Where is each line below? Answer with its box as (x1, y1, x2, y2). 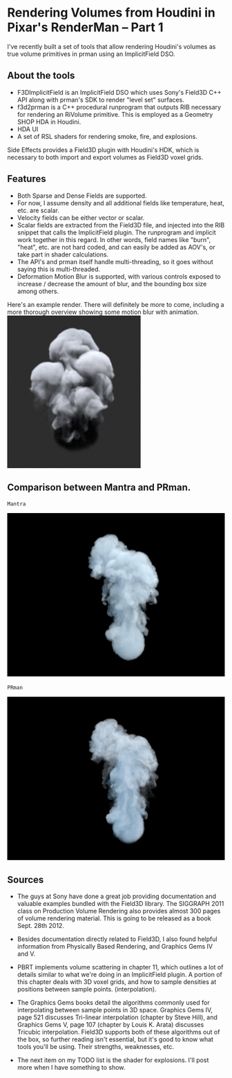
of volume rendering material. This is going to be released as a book (17, 914, 212, 922)
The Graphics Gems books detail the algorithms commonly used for (17, 998, 210, 1007)
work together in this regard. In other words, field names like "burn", (17, 235, 211, 243)
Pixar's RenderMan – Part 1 (7, 19, 164, 35)
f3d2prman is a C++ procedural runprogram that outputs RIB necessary (17, 102, 222, 111)
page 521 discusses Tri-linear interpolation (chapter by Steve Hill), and (17, 1013, 217, 1021)
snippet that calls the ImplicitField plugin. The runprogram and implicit (17, 228, 216, 236)
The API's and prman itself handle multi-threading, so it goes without (17, 257, 213, 266)
